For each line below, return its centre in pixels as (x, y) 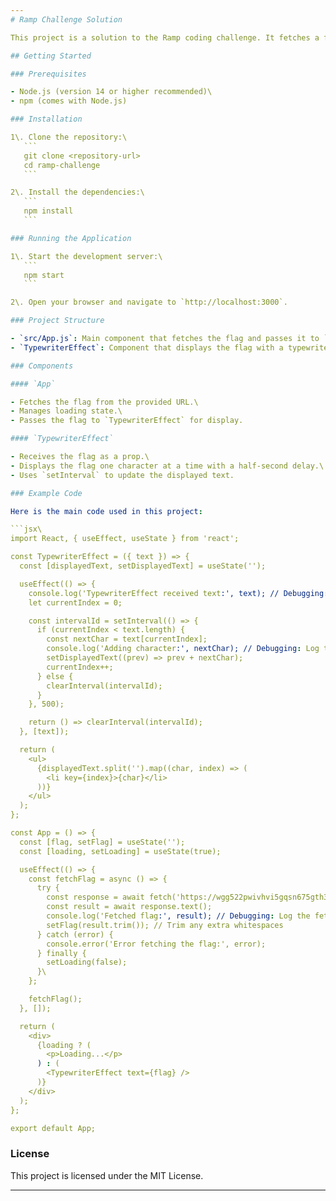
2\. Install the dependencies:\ (77, 192)
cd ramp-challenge (62, 165)
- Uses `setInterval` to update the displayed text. (122, 475)
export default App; (53, 1128)
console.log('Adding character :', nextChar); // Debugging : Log (183, 649)
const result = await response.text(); (129, 907)
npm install (48, 211)
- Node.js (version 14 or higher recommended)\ (111, 92)
